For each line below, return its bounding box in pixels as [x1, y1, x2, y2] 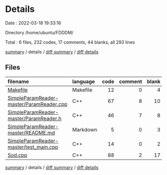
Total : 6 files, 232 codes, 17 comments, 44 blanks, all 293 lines [5, 39, 135, 45]
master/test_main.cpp [7, 143, 59, 150]
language [72, 78, 95, 85]
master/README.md [7, 129, 55, 136]
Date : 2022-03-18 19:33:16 [5, 20, 61, 26]
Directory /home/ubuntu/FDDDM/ [5, 29, 74, 35]
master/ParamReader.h [7, 115, 62, 122]
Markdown [72, 126, 97, 133]
